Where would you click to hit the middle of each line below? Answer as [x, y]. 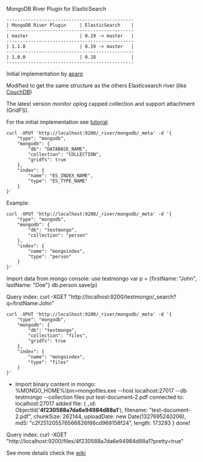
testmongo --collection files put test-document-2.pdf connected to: [99, 397]
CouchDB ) [19, 92]
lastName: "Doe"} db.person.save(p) [52, 285]
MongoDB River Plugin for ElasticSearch [56, 9]
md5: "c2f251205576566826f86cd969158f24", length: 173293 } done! [103, 423]
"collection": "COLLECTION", [65, 154]
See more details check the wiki [46, 453]
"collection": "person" [58, 235]
